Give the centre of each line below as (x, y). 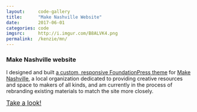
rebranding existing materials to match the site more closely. (80, 91)
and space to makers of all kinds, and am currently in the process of (89, 85)
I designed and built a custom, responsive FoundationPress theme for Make (99, 73)
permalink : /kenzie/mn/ (37, 39)
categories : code (28, 28)
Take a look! (24, 103)
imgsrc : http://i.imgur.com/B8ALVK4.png (62, 34)
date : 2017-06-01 (36, 22)
